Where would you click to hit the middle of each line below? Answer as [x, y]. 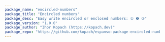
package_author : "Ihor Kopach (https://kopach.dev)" [60, 28]
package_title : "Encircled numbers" [42, 14]
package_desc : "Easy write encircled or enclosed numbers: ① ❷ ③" [76, 18]
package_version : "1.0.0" [31, 23]
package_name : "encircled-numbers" [41, 9]
